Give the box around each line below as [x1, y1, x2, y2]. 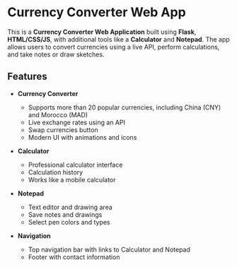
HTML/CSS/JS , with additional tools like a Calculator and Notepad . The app [7, 35, 230, 43]
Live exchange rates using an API [28, 118, 126, 126]
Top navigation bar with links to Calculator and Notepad [28, 245, 191, 254]
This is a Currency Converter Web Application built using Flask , [7, 28, 197, 36]
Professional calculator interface [28, 160, 123, 169]
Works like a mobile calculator [28, 175, 116, 184]
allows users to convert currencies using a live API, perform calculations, [7, 42, 220, 51]
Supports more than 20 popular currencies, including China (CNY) [28, 103, 221, 112]
